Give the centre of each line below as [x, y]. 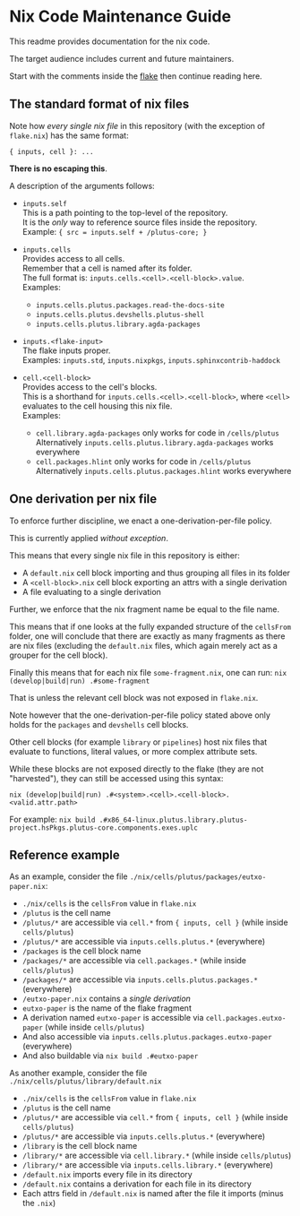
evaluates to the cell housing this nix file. [97, 406]
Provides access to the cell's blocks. [90, 386]
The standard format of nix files [99, 104]
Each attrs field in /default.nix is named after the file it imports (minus [153, 1194]
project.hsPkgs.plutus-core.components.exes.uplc [104, 828]
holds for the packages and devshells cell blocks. [99, 724]
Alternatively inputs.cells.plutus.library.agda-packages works [154, 442]
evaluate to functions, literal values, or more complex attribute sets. [133, 751]
